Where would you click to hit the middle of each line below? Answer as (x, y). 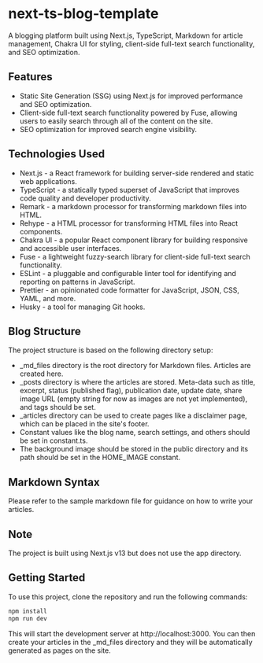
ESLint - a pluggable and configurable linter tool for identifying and (128, 273)
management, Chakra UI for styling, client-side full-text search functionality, (131, 43)
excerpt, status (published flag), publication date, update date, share (131, 391)
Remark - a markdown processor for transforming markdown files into (133, 206)
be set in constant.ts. (54, 440)
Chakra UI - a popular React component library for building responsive (133, 240)
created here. (41, 374)
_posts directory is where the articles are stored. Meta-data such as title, (137, 382)
